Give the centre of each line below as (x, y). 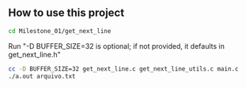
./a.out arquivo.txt (42, 76)
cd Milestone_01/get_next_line (60, 31)
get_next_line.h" (34, 54)
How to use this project (66, 13)
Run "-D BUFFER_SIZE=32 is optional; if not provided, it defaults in (117, 46)
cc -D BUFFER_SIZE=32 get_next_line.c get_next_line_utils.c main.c (123, 69)
